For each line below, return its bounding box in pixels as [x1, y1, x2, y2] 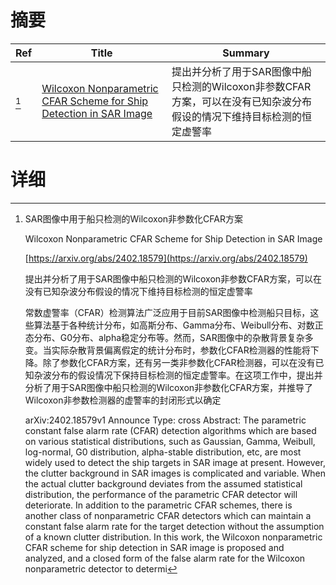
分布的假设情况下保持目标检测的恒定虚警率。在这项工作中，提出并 [51, 369, 323, 381]
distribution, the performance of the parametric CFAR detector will [24, 488, 298, 500]
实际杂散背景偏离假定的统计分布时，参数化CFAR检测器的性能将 [51, 344, 311, 356]
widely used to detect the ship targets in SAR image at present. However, [24, 456, 326, 468]
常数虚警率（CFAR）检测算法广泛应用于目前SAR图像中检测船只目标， [24, 306, 311, 318]
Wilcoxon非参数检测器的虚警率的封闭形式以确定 [24, 394, 222, 406]
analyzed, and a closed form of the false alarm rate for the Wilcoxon [24, 552, 306, 564]
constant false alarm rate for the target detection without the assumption [24, 520, 325, 532]
